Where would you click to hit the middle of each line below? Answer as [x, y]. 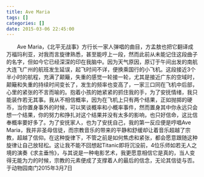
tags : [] [17, 18]
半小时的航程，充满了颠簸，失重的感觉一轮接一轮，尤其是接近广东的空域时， [102, 77]
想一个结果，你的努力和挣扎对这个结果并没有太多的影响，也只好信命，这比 [99, 115]
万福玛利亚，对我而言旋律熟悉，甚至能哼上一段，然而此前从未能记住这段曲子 [102, 55]
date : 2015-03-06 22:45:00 [40, 29]
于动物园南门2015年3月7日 [39, 168]
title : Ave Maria [28, 12]
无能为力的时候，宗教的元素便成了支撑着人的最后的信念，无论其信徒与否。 [104, 161]
